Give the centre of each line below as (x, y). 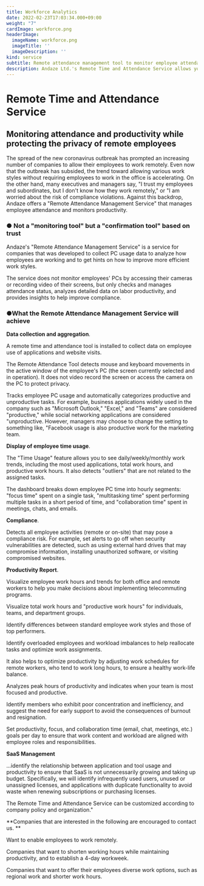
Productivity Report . (32, 570)
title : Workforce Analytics (42, 12)
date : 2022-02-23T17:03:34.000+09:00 (54, 18)
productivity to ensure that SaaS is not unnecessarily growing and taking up (101, 772)
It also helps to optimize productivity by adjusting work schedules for (93, 661)
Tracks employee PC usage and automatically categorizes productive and (99, 395)
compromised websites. (36, 558)
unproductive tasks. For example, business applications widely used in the (99, 402)
